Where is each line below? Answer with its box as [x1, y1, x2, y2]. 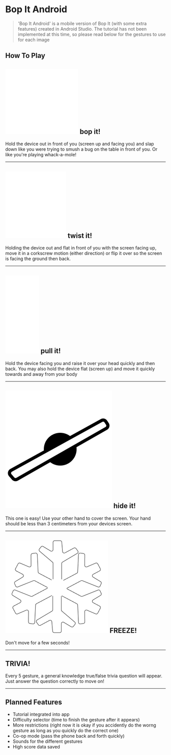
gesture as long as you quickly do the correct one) [12, 728, 119, 734]
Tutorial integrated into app [12, 711, 70, 717]
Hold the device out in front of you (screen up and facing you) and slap [5, 141, 154, 147]
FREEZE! [109, 626, 137, 635]
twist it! [67, 231, 93, 240]
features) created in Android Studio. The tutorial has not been [17, 25, 147, 32]
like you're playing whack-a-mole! [5, 152, 77, 158]
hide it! [113, 501, 136, 510]
